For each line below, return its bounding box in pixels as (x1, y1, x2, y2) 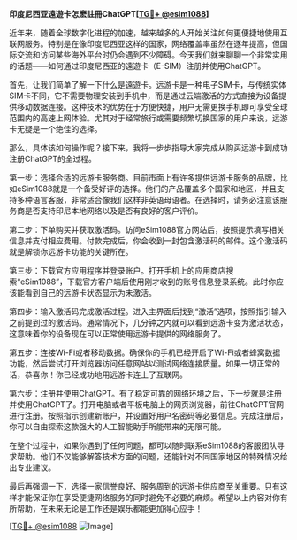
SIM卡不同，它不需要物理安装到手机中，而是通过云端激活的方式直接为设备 (9, 90, 279, 101)
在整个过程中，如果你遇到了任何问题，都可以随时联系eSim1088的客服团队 (9, 440, 278, 451)
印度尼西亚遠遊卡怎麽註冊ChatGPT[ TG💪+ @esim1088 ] (9, 9, 209, 19)
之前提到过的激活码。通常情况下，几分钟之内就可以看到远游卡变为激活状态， (9, 318, 288, 328)
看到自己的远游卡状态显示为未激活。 (24, 288, 156, 297)
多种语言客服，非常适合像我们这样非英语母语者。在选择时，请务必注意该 (16, 195, 280, 204)
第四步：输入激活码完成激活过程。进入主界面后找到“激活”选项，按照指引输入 (9, 306, 287, 317)
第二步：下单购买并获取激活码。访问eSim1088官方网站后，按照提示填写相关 (9, 225, 286, 235)
